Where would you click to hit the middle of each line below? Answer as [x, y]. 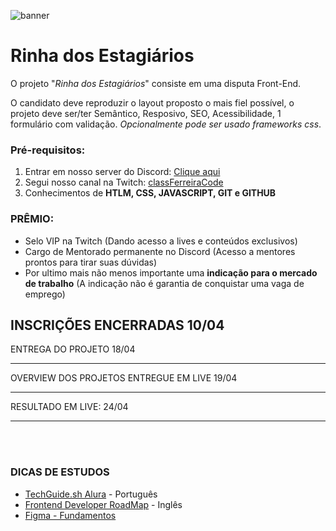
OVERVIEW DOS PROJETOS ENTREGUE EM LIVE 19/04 [124, 378]
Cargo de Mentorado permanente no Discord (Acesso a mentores [160, 251]
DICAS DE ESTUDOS [60, 472]
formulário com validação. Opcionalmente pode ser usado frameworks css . [166, 124]
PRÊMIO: [32, 219]
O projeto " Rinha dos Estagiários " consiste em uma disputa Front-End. [156, 83]
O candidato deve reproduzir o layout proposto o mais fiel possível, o [152, 102]
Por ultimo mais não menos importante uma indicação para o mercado [171, 272]
